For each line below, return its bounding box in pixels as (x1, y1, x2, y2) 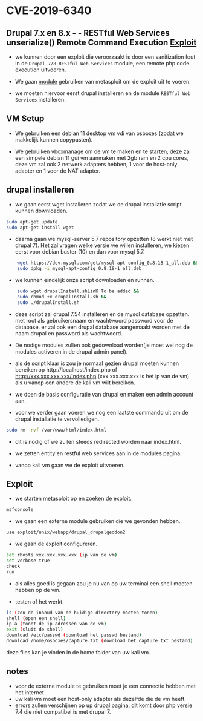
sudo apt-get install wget (6, 225, 74, 231)
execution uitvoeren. (14, 66, 66, 73)
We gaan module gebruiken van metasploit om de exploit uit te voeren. (14, 78, 192, 85)
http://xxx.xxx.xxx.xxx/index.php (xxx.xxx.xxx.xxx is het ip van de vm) (14, 372, 190, 380)
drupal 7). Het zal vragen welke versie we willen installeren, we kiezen (14, 242, 190, 249)
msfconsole (6, 507, 34, 513)
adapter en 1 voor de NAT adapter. (14, 167, 101, 174)
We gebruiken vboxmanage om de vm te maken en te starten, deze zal (14, 148, 192, 155)
